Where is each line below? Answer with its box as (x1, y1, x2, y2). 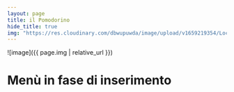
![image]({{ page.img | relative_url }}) (7, 48, 114, 57)
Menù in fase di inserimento (7, 73, 172, 89)
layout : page (7, 10, 45, 17)
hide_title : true (7, 23, 58, 30)
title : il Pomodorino (7, 17, 70, 24)
